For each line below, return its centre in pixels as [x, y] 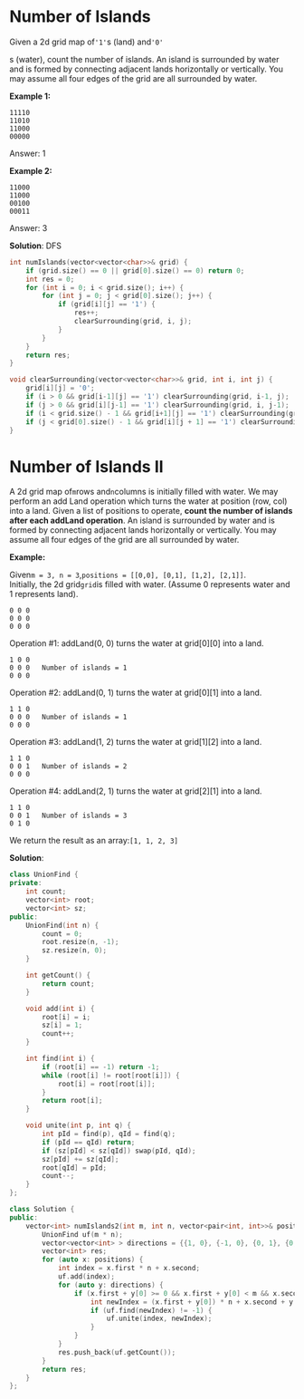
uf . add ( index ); [86, 1277]
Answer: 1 [28, 153]
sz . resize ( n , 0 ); [74, 950]
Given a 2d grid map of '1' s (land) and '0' [87, 42]
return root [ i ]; [72, 1101]
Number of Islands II [87, 466]
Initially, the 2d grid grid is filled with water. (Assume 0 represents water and [150, 584]
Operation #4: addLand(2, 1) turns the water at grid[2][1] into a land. [136, 791]
